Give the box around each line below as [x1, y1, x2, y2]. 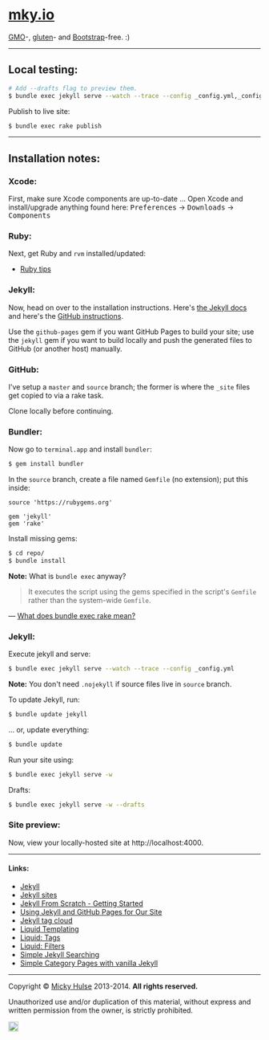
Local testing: [8, 63, 78, 77]
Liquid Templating [19, 924, 79, 934]
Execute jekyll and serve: [8, 649, 91, 659]
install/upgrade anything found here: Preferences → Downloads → [8, 202, 235, 212]
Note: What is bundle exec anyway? [8, 571, 126, 581]
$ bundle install [8, 557, 66, 565]
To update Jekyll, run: [8, 695, 80, 704]
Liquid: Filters [19, 941, 66, 951]
